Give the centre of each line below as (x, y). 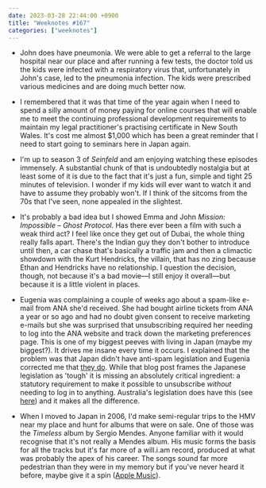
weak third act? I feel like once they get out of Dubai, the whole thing (132, 234)
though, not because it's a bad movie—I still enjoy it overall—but (125, 276)
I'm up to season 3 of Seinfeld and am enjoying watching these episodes (139, 159)
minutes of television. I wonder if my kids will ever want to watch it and (135, 185)
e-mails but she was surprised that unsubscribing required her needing (136, 325)
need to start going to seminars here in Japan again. (105, 144)
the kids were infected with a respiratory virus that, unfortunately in (130, 70)
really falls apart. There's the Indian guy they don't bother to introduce (135, 242)
